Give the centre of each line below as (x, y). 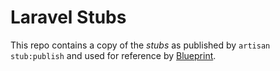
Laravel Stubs (68, 17)
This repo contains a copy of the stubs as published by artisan (140, 45)
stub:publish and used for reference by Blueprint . (113, 55)
